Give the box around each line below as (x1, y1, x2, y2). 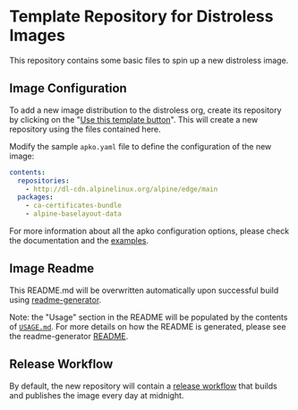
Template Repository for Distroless (9, 6, 274, 27)
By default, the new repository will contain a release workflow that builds (9, 380, 277, 391)
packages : (17, 192, 54, 202)
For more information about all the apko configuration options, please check (9, 226, 289, 236)
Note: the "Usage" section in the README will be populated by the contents (9, 312, 288, 322)
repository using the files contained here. (9, 124, 161, 134)
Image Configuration (9, 81, 127, 96)
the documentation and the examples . (9, 235, 149, 245)
